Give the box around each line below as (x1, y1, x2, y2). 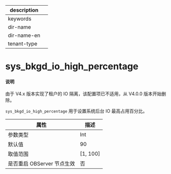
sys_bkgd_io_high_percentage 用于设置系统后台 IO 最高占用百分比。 (5, 108, 147, 114)
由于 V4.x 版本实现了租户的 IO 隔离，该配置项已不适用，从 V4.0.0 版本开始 (5, 91, 162, 97)
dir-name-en (8, 32, 41, 39)
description (10, 7, 38, 13)
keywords (8, 15, 32, 22)
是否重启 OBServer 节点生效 (8, 160, 75, 167)
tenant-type (8, 40, 37, 47)
